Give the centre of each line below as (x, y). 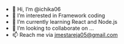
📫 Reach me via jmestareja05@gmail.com (65, 35)
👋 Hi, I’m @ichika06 (36, 9)
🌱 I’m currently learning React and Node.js (65, 22)
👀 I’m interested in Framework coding (58, 15)
